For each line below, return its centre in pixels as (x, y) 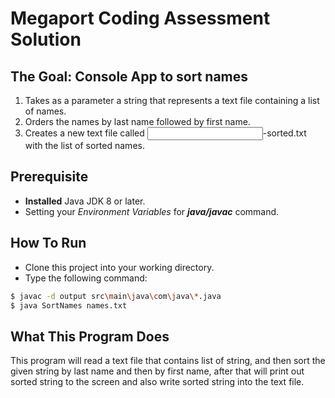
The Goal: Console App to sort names (129, 76)
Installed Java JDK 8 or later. (85, 201)
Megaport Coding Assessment (140, 18)
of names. (45, 111)
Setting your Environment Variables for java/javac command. (152, 211)
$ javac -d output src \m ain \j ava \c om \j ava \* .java (116, 296)
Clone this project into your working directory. (119, 267)
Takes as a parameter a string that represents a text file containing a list (172, 100)
